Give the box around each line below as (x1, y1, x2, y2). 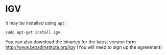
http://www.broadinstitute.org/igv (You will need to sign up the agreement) (5, 44, 162, 50)
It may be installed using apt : (5, 20, 66, 26)
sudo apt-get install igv (5, 30, 60, 35)
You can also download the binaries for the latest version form (5, 39, 136, 45)
